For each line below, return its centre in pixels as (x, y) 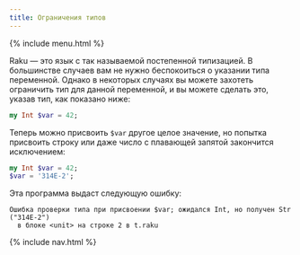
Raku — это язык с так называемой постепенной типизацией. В (131, 60)
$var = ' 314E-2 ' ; (42, 176)
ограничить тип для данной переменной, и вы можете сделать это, (139, 89)
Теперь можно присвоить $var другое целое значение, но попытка (138, 132)
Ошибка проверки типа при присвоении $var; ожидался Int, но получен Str (150, 210)
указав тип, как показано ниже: (70, 99)
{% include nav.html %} (53, 242)
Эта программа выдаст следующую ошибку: (96, 193)
